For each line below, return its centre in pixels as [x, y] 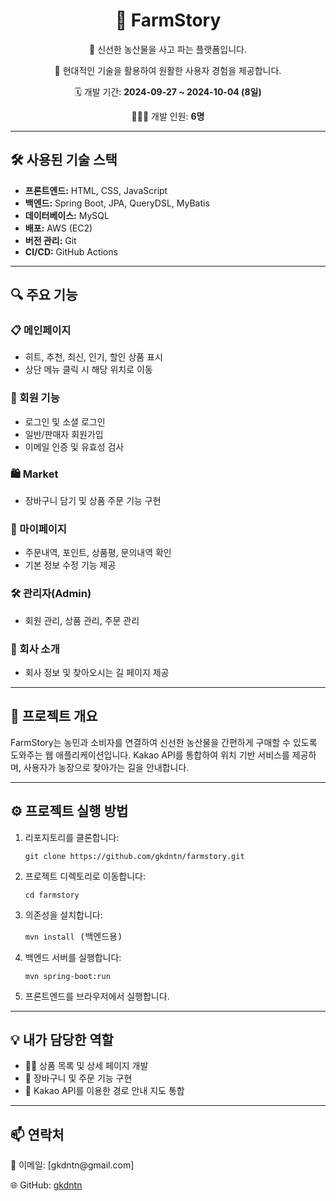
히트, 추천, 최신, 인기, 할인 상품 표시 [93, 357]
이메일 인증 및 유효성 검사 [74, 446]
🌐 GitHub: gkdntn [46, 1185]
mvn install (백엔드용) [73, 936]
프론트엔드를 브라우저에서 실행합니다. [97, 996]
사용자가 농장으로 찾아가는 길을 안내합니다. [106, 767]
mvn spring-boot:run [67, 976]
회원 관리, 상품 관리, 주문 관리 [82, 620]
